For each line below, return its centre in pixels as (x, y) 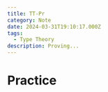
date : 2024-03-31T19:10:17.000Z (54, 26)
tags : (15, 33)
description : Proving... (43, 46)
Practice (32, 80)
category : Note (29, 20)
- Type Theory (34, 40)
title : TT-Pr (26, 14)
